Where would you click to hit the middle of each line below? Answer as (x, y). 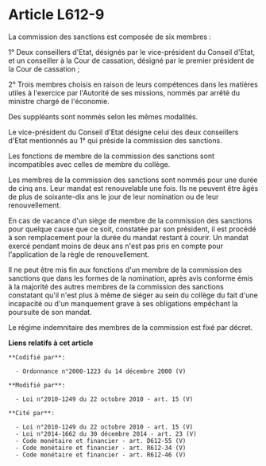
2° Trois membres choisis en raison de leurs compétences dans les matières (133, 84)
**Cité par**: (32, 413)
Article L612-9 (56, 15)
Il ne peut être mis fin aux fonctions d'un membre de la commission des (125, 270)
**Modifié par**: (37, 385)
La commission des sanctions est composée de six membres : (110, 37)
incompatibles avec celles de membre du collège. (89, 164)
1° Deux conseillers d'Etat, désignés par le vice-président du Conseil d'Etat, (132, 52)
